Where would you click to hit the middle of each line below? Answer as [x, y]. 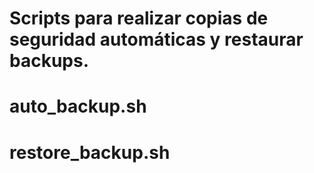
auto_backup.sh [78, 106]
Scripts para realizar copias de [139, 18]
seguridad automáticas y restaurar [156, 39]
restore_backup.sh [90, 152]
